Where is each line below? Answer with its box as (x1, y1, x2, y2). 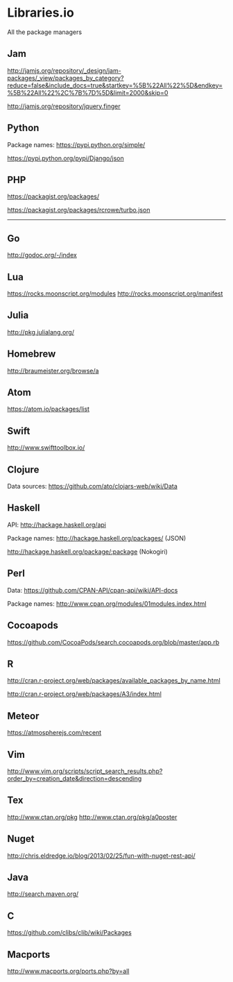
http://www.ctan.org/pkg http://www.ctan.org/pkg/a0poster (7, 813, 178, 821)
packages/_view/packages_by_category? (7, 74, 124, 82)
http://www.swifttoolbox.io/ (7, 443, 85, 452)
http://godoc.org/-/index (7, 251, 78, 260)
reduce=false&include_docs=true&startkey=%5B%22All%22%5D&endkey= (7, 81, 223, 90)
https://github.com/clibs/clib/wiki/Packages (7, 929, 132, 937)
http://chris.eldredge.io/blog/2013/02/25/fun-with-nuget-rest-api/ (7, 852, 196, 860)
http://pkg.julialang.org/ (7, 328, 75, 336)
